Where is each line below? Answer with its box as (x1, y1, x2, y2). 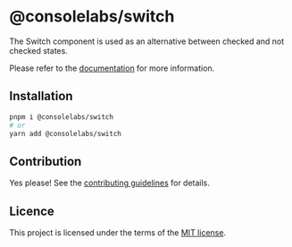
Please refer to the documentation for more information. (9, 63, 215, 73)
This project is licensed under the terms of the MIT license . (9, 227, 226, 238)
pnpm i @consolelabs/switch (9, 112, 114, 122)
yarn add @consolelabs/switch (9, 129, 122, 138)
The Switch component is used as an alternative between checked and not (9, 36, 285, 47)
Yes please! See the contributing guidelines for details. (9, 177, 210, 189)
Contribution (9, 154, 82, 169)
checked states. (9, 45, 69, 55)
